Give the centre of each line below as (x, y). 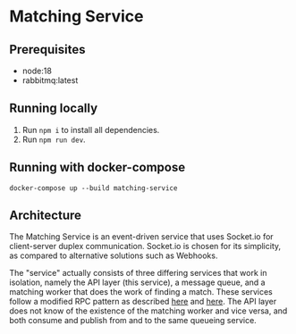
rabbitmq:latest (50, 80)
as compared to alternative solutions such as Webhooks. (114, 255)
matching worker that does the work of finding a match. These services (141, 292)
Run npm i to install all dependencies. (91, 129)
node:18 (37, 71)
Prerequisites (47, 50)
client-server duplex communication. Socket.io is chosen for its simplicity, (145, 246)
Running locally (54, 109)
